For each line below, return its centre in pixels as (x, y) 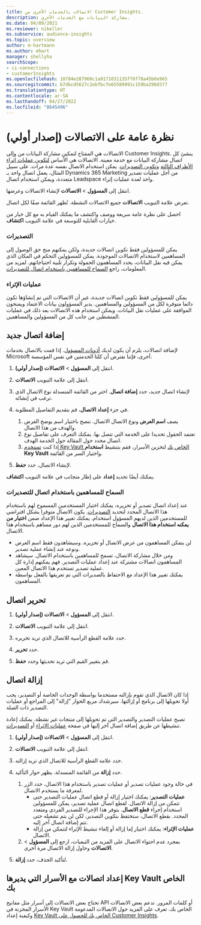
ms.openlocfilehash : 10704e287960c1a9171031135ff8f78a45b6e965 (87, 79)
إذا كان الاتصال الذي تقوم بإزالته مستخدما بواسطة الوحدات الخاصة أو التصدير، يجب (97, 694)
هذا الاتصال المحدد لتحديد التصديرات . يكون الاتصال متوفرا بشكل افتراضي (87, 512)
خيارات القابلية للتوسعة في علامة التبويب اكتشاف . (61, 221)
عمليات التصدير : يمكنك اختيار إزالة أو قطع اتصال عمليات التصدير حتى (109, 797)
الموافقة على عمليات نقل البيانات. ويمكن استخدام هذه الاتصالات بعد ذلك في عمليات (99, 310)
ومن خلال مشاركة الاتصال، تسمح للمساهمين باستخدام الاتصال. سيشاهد (94, 556)
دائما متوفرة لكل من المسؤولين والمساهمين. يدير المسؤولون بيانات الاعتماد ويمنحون (100, 304)
